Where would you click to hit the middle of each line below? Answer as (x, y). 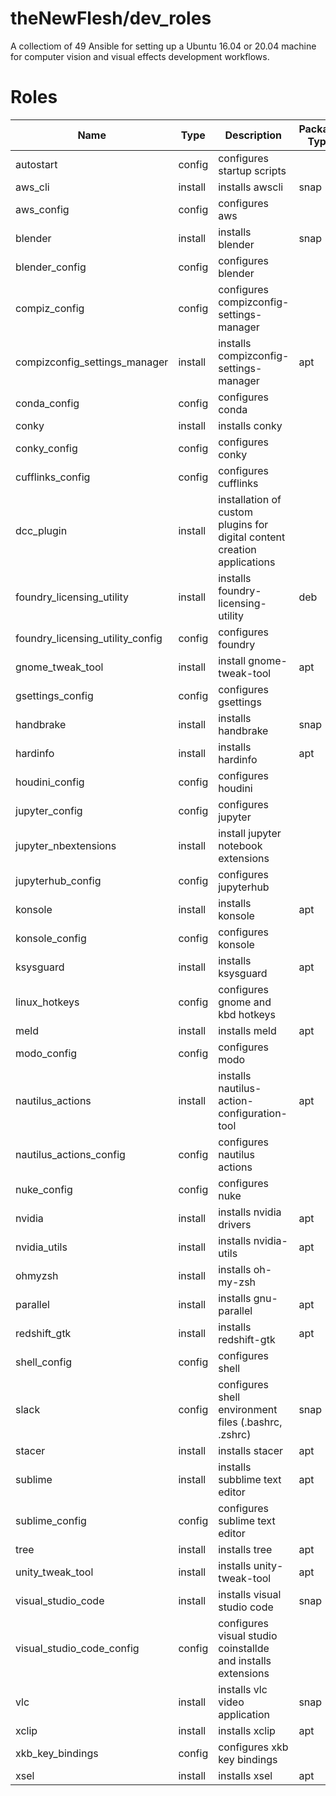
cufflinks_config (53, 477)
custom (235, 512)
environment (248, 1409)
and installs (245, 1660)
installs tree (245, 1549)
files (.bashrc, (250, 1422)
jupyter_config (49, 810)
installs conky (250, 425)
